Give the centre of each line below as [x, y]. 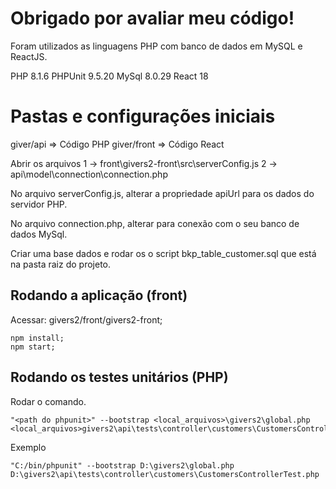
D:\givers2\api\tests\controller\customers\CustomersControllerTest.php [165, 474]
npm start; [33, 347]
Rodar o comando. [48, 401]
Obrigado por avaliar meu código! [152, 18]
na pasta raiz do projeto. [61, 264]
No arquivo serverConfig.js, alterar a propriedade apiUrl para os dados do [162, 193]
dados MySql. [39, 234]
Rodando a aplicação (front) [99, 295]
